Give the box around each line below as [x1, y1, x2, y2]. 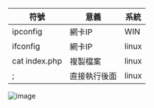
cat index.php [12, 56, 63, 66]
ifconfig [12, 41, 41, 52]
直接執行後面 [70, 70, 117, 81]
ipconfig [12, 27, 43, 37]
